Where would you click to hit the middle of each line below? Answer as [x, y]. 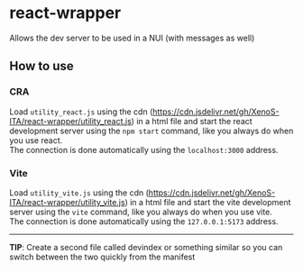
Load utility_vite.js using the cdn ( [79, 193]
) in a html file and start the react [192, 121]
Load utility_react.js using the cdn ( [81, 112]
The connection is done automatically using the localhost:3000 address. [144, 149]
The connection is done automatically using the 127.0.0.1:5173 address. [144, 221]
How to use [41, 66]
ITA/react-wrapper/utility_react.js [71, 121]
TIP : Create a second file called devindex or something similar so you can [146, 247]
